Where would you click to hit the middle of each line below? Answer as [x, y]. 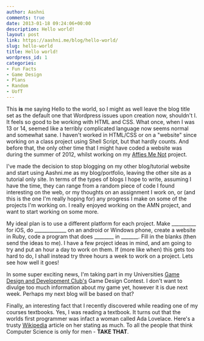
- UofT [15, 92]
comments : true [26, 18]
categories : [21, 63]
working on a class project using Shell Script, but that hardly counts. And [98, 141]
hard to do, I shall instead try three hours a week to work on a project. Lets [100, 256]
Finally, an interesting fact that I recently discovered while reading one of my [102, 306]
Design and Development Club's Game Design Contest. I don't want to [94, 280]
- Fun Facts [21, 69]
